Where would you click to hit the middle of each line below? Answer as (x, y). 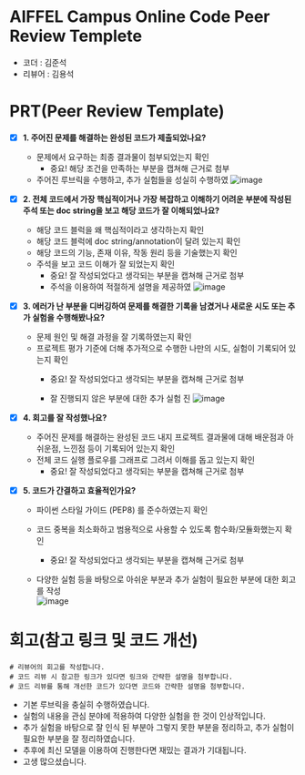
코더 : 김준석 (45, 62)
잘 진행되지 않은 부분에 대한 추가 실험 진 (120, 399)
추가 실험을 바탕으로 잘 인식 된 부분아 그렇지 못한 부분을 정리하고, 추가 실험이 (158, 728)
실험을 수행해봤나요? (68, 318)
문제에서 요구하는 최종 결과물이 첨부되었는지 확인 (122, 157)
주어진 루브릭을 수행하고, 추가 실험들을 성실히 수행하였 (132, 179)
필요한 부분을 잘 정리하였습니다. (78, 739)
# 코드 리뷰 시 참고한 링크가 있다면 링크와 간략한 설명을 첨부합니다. (122, 677)
